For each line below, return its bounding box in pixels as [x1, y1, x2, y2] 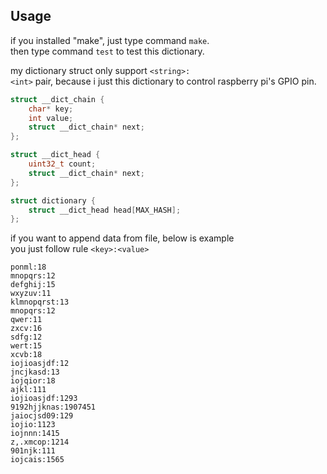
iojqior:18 [10, 376, 56, 386]
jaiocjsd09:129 [10, 411, 74, 421]
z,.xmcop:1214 [10, 437, 70, 448]
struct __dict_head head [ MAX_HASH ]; [28, 205, 182, 215]
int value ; [28, 113, 74, 123]
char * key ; [28, 104, 74, 114]
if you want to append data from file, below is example [10, 232, 235, 244]
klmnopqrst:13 [10, 297, 70, 308]
